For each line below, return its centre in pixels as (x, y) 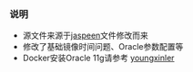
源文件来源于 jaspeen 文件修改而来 (85, 36)
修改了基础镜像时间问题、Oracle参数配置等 (103, 47)
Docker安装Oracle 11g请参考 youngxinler (98, 58)
